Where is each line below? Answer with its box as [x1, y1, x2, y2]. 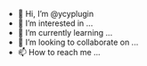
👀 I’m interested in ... [17, 18, 94, 29]
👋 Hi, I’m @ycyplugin [17, 9, 94, 19]
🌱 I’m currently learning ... [17, 28, 113, 37]
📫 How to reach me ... [17, 47, 101, 57]
